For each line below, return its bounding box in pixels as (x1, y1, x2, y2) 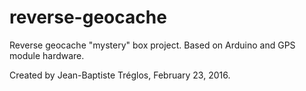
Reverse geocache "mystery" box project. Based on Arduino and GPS (9, 39, 296, 51)
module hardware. (9, 49, 85, 61)
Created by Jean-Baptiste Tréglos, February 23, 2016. (9, 69, 231, 81)
